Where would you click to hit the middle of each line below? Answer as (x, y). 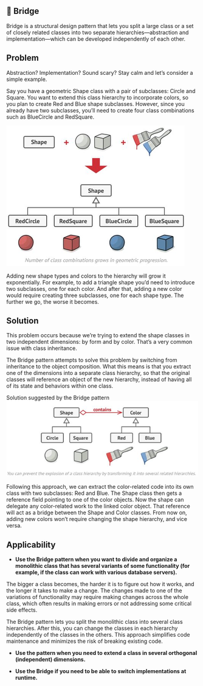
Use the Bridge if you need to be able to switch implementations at (101, 671)
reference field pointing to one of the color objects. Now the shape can (95, 500)
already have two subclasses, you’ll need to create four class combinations (100, 110)
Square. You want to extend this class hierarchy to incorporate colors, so (97, 97)
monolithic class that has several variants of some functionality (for (102, 566)
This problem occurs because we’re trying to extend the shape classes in (98, 335)
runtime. (26, 678)
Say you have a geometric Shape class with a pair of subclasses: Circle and (101, 91)
